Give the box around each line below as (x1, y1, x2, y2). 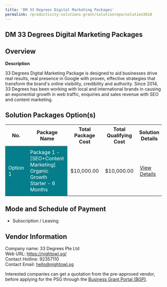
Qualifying (106, 132, 132, 139)
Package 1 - (30, 149, 60, 156)
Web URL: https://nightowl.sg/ (5, 251, 67, 257)
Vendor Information (5, 232, 67, 241)
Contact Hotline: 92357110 (5, 256, 59, 262)
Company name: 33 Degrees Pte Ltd (5, 246, 80, 252)
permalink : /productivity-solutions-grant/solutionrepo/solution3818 (5, 12, 153, 17)
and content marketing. (5, 96, 53, 102)
